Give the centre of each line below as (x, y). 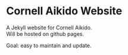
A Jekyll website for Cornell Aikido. (49, 27)
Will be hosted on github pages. (45, 33)
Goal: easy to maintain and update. (49, 45)
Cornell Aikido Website (64, 11)
